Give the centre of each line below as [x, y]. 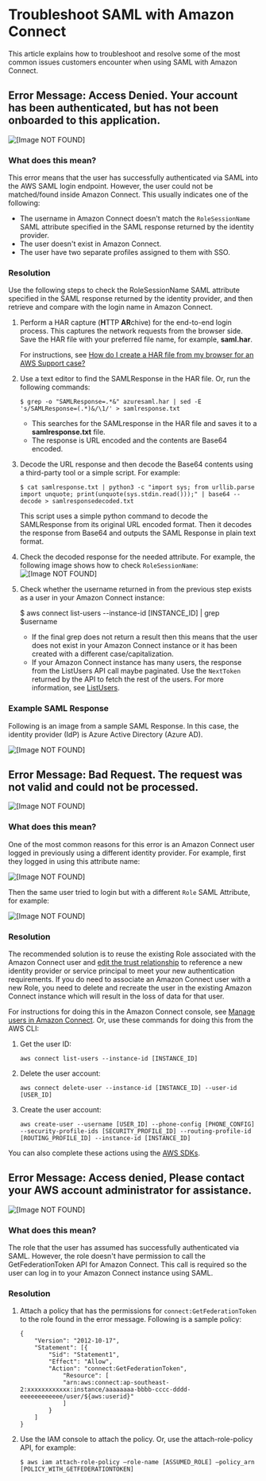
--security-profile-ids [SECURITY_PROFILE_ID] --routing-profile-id [135, 1131]
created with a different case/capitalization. [102, 654]
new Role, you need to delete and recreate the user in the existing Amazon [130, 988]
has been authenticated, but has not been [114, 108]
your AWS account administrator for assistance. [130, 1191]
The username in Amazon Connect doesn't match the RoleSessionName [135, 219]
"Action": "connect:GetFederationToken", [118, 1369]
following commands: [55, 387]
